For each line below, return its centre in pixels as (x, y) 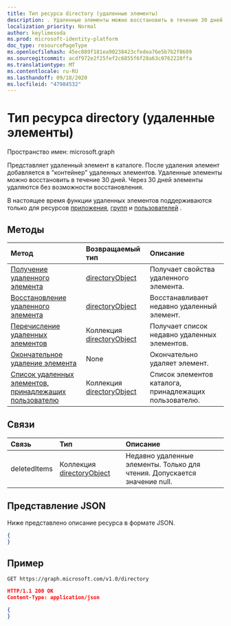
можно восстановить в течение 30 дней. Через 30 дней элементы (105, 180)
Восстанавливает (179, 297)
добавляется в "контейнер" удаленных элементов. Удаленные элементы (114, 172)
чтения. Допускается (161, 473)
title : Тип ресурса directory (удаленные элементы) (82, 13)
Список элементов (181, 374)
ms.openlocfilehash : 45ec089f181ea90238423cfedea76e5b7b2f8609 (100, 52)
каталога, (166, 383)
